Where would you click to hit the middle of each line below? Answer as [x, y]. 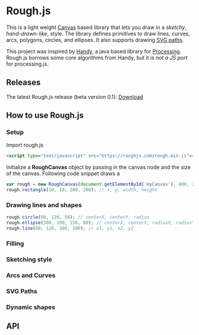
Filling [15, 243]
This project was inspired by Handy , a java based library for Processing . [94, 51]
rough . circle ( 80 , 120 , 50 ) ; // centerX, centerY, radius [78, 217]
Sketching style [29, 259]
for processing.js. [28, 64]
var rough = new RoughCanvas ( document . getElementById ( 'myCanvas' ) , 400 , [98, 185]
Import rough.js [25, 145]
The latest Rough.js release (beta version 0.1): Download [75, 96]
